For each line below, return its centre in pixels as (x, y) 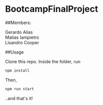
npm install (17, 70)
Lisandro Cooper (22, 42)
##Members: (18, 23)
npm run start (20, 89)
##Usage (15, 52)
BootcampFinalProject (52, 9)
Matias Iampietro (22, 37)
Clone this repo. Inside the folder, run (43, 61)
